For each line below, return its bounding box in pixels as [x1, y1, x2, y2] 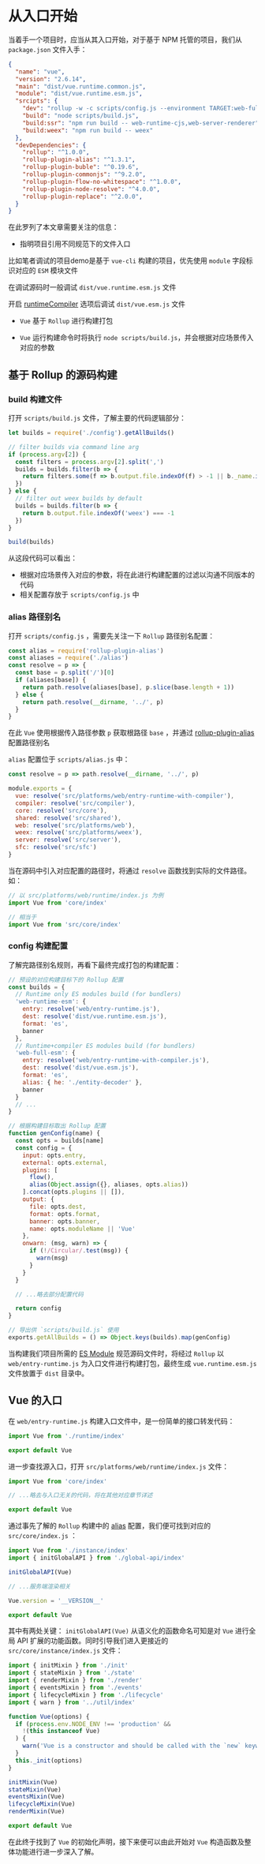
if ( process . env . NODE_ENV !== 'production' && [15, 1720, 171, 1728]
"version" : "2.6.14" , [15, 75, 87, 83]
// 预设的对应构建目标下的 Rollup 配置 [8, 975, 124, 983]
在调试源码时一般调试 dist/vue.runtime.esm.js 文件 [8, 283, 177, 292]
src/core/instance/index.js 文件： [8, 1646, 124, 1656]
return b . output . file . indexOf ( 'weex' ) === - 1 [22, 509, 175, 517]
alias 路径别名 [8, 612, 62, 623]
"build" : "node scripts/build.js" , [22, 112, 140, 120]
